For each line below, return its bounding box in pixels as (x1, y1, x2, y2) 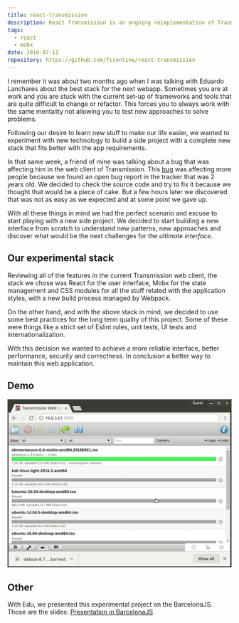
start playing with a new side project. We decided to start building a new (7, 216, 219, 225)
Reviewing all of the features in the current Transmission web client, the (7, 271, 218, 279)
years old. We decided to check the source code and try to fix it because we (7, 180, 231, 188)
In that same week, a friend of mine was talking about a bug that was (7, 157, 210, 166)
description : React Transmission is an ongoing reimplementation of (7, 18, 215, 26)
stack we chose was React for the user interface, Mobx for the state (7, 278, 206, 287)
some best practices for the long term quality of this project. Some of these (7, 315, 228, 324)
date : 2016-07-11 (7, 49, 59, 56)
